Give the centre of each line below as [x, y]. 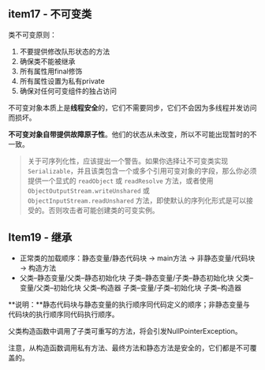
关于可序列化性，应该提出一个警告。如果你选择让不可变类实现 [128, 161]
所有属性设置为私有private [62, 80]
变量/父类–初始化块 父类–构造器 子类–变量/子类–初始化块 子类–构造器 [131, 287]
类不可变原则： [32, 35]
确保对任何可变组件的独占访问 [68, 91]
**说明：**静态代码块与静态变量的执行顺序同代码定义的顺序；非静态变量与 [129, 304]
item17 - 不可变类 [50, 14]
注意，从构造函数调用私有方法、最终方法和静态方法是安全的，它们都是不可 [129, 348]
